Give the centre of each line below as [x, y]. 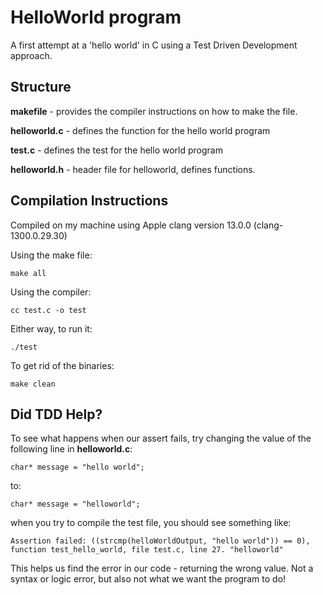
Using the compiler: [51, 292]
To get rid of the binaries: [62, 365]
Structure [41, 87]
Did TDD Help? [56, 414]
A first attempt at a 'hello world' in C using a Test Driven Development [154, 45]
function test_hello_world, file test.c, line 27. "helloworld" [147, 550]
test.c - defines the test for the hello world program [116, 150]
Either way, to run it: [51, 328]
